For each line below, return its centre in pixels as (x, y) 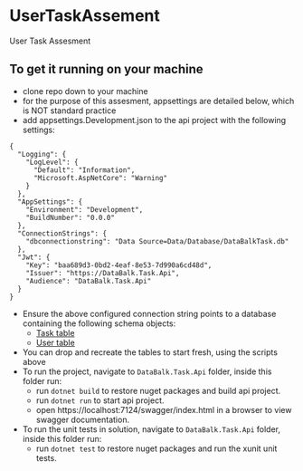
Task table (55, 332)
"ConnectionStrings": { (62, 233)
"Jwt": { (34, 257)
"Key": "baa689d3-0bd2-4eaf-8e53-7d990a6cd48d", (119, 265)
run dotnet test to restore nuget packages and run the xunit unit (156, 448)
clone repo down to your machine (85, 91)
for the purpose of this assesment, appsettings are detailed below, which (158, 101)
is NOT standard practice (69, 111)
